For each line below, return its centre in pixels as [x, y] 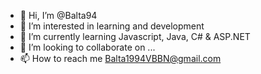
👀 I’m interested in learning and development [112, 26]
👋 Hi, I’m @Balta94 [58, 15]
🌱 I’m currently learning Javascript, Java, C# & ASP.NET [135, 36]
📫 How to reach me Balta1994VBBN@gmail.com [120, 58]
